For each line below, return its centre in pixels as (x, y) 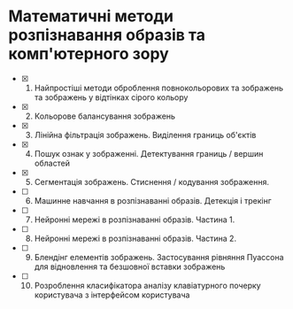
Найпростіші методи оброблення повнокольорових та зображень (159, 88)
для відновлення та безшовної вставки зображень (130, 267)
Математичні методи (91, 16)
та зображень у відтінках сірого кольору (111, 97)
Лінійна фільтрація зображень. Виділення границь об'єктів (145, 135)
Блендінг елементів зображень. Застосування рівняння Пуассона (159, 257)
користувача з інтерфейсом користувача (112, 295)
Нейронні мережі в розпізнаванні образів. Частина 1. (135, 220)
